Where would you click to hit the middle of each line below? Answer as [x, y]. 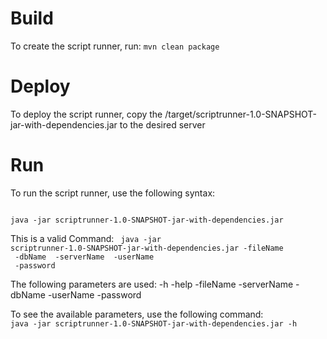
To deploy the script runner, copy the [86, 114]
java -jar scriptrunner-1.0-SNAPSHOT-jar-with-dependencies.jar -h [154, 323]
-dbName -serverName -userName [84, 257]
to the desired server [162, 124]
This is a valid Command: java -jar [86, 238]
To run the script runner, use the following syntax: [113, 193]
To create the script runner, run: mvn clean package [115, 46]
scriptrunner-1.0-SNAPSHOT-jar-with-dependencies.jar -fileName [147, 248]
